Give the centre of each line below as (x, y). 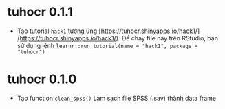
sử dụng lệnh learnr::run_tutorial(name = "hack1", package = (107, 45)
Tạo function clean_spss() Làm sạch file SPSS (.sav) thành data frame (117, 98)
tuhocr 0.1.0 (42, 79)
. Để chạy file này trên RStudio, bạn (168, 38)
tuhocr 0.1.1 (40, 12)
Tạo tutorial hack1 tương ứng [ (59, 31)
